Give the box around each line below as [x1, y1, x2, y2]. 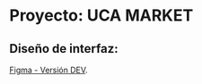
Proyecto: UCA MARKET [9, 5, 194, 26]
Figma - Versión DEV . [9, 64, 88, 75]
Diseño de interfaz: [9, 41, 119, 56]
